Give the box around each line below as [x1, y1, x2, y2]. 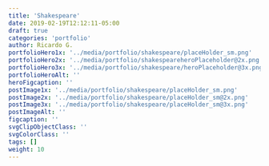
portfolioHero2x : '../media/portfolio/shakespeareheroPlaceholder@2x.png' [8, 57, 263, 65]
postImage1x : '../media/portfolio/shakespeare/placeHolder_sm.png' [8, 85, 239, 94]
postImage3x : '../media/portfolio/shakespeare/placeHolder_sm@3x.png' [8, 101, 249, 109]
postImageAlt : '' [8, 109, 66, 117]
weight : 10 [8, 145, 45, 153]
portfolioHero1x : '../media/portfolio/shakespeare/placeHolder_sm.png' [8, 49, 252, 57]
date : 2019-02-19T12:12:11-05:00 [8, 19, 120, 27]
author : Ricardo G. [8, 41, 74, 49]
